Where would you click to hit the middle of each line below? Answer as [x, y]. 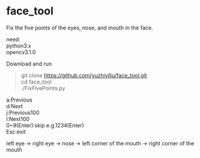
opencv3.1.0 [21, 52]
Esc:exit [16, 132]
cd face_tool [36, 82]
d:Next [14, 106]
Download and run [29, 64]
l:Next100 [18, 119]
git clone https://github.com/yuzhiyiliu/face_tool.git [84, 75]
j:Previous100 [23, 112]
